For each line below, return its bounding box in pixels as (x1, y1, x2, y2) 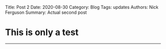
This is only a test (5, 27, 79, 38)
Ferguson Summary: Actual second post (5, 9, 87, 15)
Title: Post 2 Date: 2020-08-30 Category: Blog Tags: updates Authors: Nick (5, 4, 159, 10)
